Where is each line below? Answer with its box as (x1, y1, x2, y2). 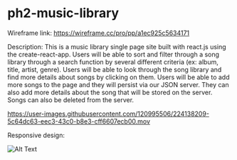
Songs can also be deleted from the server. (7, 95, 134, 104)
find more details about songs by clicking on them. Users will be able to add (7, 73, 230, 81)
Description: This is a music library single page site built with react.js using (7, 42, 226, 51)
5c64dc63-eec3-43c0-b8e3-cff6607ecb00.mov (7, 116, 151, 126)
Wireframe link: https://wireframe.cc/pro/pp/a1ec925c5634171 (7, 29, 190, 37)
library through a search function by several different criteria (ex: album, (7, 57, 218, 66)
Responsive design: (7, 131, 65, 139)
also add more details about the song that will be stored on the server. (7, 88, 213, 96)
